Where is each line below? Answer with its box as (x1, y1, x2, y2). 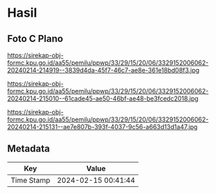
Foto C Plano (7, 33, 63, 45)
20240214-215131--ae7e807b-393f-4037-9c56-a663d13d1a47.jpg (7, 123, 198, 130)
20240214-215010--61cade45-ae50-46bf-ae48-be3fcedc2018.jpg (7, 94, 199, 103)
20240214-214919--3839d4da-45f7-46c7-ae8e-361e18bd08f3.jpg (7, 66, 200, 74)
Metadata (7, 143, 50, 155)
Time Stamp (10, 175, 51, 185)
